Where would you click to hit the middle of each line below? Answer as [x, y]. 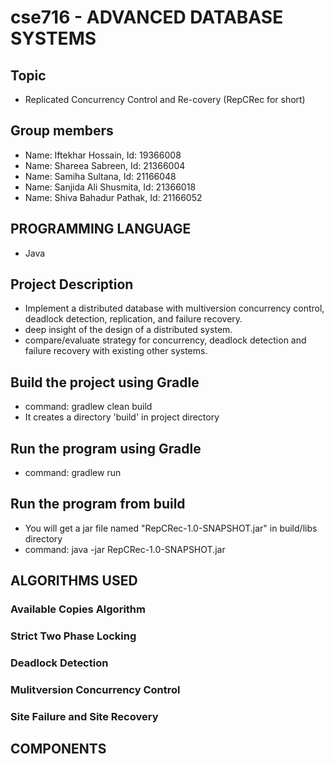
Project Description [72, 284]
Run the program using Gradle [106, 448]
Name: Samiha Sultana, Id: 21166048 [100, 176]
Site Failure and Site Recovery [84, 716]
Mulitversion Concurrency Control [95, 689]
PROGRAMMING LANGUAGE [101, 229]
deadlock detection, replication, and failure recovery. [133, 319]
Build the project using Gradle [105, 382]
